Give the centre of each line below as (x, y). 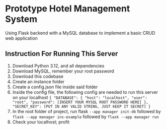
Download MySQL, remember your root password (63, 71)
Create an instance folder (38, 81)
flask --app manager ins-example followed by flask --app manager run (85, 117)
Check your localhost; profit (41, 122)
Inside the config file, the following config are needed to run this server (85, 92)
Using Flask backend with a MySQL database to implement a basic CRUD (80, 33)
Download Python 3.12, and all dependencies (58, 65)
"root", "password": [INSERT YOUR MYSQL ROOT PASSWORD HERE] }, (80, 102)
